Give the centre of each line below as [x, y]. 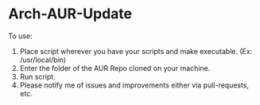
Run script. [37, 76]
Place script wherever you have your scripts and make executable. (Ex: [136, 51]
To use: [21, 36]
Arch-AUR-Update [70, 14]
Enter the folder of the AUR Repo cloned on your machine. [115, 68]
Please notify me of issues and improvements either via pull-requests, [134, 85]
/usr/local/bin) [43, 60]
